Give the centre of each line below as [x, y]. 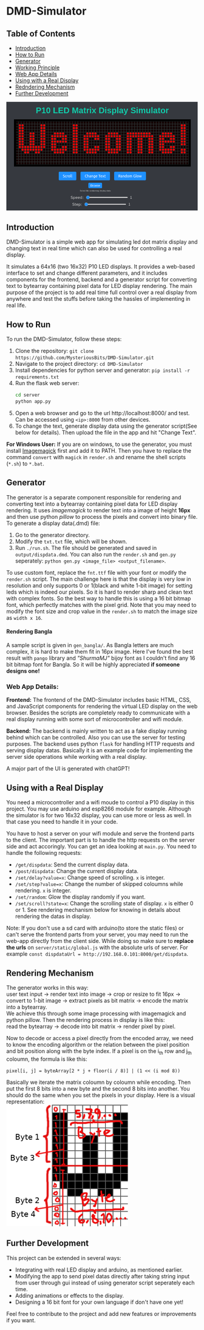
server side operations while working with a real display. [76, 757]
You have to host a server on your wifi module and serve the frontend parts [100, 834]
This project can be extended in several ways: [64, 1258]
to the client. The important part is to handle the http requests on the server [101, 840]
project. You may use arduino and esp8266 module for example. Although [99, 809]
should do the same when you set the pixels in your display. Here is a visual [101, 1095]
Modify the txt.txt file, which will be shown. [71, 541]
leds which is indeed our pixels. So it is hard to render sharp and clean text [100, 592]
